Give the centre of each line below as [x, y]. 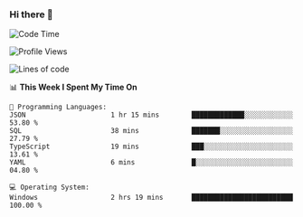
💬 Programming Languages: [58, 108]
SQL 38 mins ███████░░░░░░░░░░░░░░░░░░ [151, 131]
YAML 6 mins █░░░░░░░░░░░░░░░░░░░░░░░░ [151, 163]
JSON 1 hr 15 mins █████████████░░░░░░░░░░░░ [151, 115]
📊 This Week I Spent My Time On [73, 87]
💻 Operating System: [50, 188]
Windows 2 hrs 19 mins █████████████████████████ [151, 198]
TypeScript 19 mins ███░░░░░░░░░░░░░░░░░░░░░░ [151, 147]
